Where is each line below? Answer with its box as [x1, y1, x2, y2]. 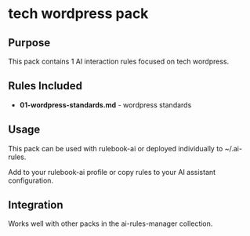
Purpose [8, 36, 51, 49]
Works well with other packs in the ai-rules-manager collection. [8, 219, 213, 228]
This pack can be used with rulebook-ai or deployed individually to [8, 143, 223, 153]
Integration [8, 198, 64, 212]
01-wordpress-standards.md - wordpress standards [19, 100, 192, 110]
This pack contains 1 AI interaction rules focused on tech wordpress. [8, 56, 230, 66]
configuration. [8, 176, 53, 185]
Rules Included [8, 79, 82, 93]
